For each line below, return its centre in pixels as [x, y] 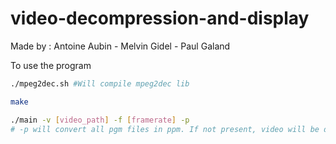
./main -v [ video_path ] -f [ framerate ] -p [100, 120]
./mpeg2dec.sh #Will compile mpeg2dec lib [100, 83]
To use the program [51, 65]
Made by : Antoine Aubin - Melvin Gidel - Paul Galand [120, 46]
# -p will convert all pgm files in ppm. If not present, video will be [165, 129]
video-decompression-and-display [160, 18]
